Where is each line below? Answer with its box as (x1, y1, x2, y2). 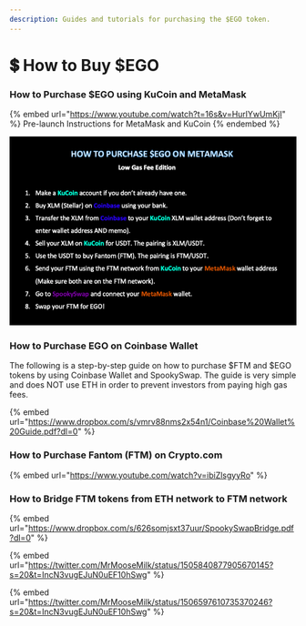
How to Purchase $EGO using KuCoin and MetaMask (9, 87, 248, 100)
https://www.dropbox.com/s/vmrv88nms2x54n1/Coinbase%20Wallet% (27, 417, 296, 428)
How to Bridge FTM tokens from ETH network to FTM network (9, 492, 288, 505)
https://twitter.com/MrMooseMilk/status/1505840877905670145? (27, 560, 274, 570)
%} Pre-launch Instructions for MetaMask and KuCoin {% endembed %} (9, 118, 280, 129)
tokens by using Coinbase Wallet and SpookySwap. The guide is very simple (9, 369, 297, 381)
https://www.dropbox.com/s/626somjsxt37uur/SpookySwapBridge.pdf (27, 522, 294, 533)
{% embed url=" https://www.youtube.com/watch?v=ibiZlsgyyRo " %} (9, 469, 269, 480)
